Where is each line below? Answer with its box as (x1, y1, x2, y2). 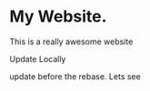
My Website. (9, 6, 107, 27)
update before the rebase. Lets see (9, 70, 141, 82)
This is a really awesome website (9, 36, 134, 47)
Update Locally (9, 53, 66, 64)
